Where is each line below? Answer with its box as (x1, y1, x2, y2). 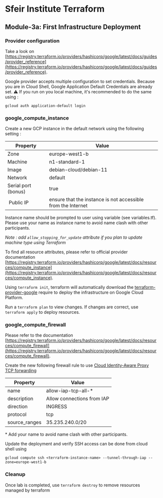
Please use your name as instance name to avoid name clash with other (5, 220, 148, 226)
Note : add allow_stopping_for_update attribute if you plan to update (5, 234, 143, 240)
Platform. (5, 295, 23, 301)
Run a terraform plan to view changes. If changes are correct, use (5, 304, 139, 310)
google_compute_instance (5, 114, 69, 121)
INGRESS (46, 403, 67, 410)
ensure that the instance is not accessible (49, 196, 144, 203)
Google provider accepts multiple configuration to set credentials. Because (5, 78, 155, 84)
